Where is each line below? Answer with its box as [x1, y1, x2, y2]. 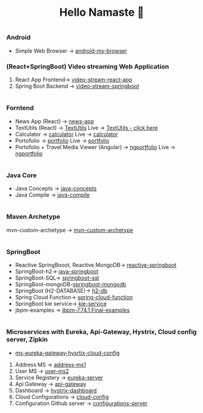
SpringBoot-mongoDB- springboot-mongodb [15, 281, 127, 288]
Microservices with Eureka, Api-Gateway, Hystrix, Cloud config [6, 327, 197, 336]
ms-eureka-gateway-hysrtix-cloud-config [15, 349, 120, 357]
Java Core [6, 171, 37, 180]
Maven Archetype [6, 212, 61, 221]
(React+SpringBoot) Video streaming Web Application [6, 62, 170, 70]
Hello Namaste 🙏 [59, 5, 144, 19]
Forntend [6, 104, 35, 112]
